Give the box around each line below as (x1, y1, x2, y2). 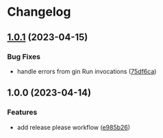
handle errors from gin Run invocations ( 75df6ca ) (16, 67, 157, 75)
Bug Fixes (7, 52, 41, 61)
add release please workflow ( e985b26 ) (16, 123, 131, 131)
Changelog (7, 4, 71, 20)
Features (7, 107, 38, 117)
